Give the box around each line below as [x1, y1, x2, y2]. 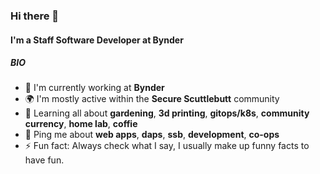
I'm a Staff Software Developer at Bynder [10, 34, 184, 46]
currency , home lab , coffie [24, 118, 138, 130]
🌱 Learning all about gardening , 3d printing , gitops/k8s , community [24, 107, 310, 119]
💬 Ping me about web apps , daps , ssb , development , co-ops [24, 129, 280, 141]
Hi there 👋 [10, 9, 60, 23]
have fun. [24, 154, 65, 166]
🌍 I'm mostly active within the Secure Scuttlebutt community [24, 93, 280, 105]
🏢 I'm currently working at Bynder [24, 82, 165, 94]
